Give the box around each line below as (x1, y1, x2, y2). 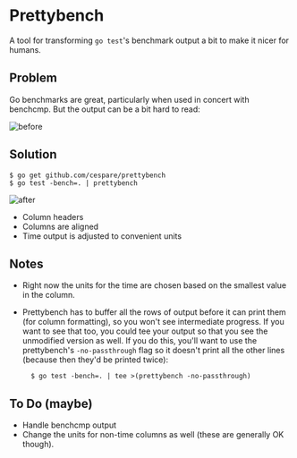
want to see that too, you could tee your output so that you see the (21, 326, 268, 336)
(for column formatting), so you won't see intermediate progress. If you (21, 317, 284, 327)
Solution (9, 147, 57, 162)
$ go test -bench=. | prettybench (9, 178, 139, 188)
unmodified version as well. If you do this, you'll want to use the (21, 335, 258, 346)
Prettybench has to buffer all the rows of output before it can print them (21, 307, 286, 318)
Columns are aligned (21, 221, 99, 232)
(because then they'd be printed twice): (21, 354, 168, 365)
